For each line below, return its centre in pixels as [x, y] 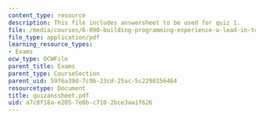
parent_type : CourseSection [54, 74]
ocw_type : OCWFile [38, 59]
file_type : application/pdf [54, 37]
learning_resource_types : [50, 45]
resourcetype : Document [47, 88]
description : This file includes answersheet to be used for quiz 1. [125, 23]
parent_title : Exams [42, 67]
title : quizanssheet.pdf [49, 96]
